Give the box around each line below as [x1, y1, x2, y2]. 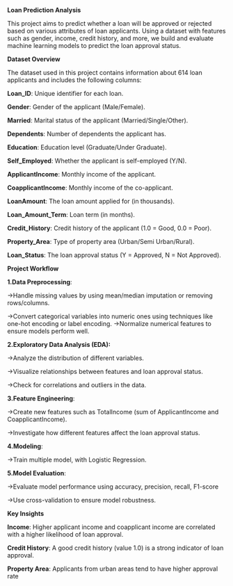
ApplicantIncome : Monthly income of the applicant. [7, 170, 156, 178]
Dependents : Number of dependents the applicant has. [7, 130, 167, 138]
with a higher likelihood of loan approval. [7, 530, 124, 538]
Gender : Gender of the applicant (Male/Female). [7, 103, 146, 111]
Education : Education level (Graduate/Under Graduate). [7, 143, 167, 152]
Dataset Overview [7, 55, 61, 63]
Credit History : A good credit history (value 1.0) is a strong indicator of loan [7, 544, 224, 552]
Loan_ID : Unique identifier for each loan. [7, 90, 124, 97]
